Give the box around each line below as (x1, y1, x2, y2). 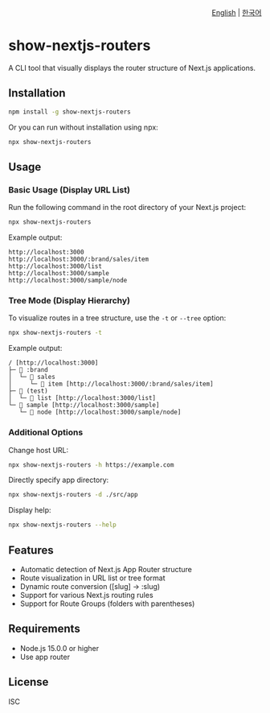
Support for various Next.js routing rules (19, 590, 154, 600)
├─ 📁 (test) (8, 387, 48, 395)
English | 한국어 (211, 8, 262, 17)
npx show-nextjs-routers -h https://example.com (8, 460, 174, 469)
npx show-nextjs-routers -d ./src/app (8, 491, 138, 499)
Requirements (8, 622, 80, 636)
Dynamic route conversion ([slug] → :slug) (19, 581, 161, 591)
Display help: (8, 505, 51, 515)
